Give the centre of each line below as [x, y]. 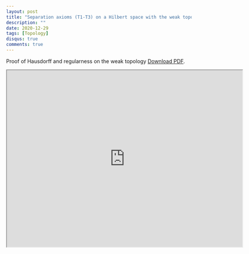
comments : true [25, 45]
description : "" [26, 22]
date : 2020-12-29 [27, 28]
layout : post [22, 11]
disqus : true [22, 39]
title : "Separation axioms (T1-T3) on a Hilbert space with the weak [93, 17]
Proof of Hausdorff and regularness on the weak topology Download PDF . [96, 61]
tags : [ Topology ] [27, 34]
